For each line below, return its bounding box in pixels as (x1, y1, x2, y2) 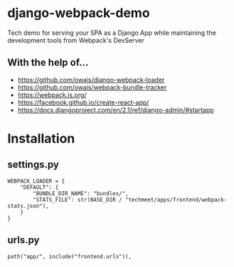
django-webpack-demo (7, 5, 151, 21)
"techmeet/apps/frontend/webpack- (124, 196, 228, 203)
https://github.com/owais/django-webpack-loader (17, 75, 165, 84)
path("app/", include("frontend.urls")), (7, 253, 132, 260)
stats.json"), (7, 202, 50, 209)
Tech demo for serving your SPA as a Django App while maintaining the (7, 28, 217, 37)
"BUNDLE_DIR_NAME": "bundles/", (33, 190, 129, 197)
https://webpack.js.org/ (17, 90, 87, 99)
